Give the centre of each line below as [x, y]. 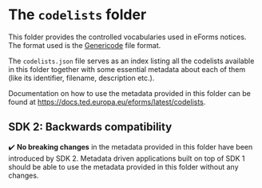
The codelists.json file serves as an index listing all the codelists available [131, 61]
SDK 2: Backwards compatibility [90, 127]
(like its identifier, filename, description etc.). [81, 78]
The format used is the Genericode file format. [85, 45]
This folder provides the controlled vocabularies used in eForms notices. [127, 37]
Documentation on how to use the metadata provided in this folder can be [130, 93]
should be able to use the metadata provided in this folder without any [123, 166]
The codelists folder [77, 15]
